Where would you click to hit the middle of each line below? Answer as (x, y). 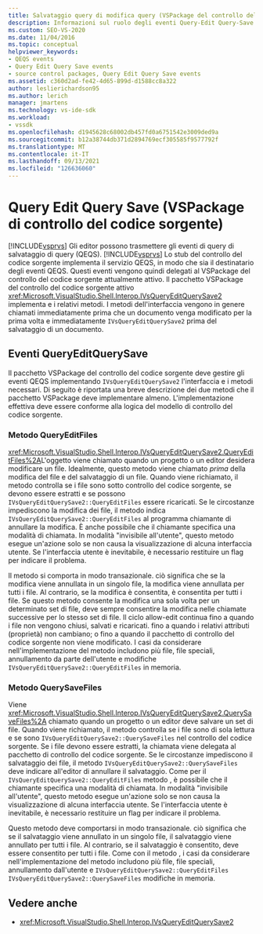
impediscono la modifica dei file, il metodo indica (87, 510)
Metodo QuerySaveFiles (55, 688)
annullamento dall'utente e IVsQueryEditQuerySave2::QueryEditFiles (119, 870)
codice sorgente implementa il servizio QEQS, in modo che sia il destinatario (131, 262)
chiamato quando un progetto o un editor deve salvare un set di (151, 721)
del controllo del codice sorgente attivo (71, 287)
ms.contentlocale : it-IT (49, 154)
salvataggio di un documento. (56, 329)
